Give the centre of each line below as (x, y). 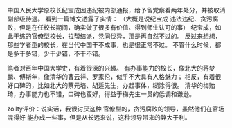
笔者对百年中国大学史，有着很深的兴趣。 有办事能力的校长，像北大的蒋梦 (111, 68)
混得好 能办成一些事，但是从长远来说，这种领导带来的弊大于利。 (99, 117)
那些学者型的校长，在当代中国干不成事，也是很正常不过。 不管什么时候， (111, 45)
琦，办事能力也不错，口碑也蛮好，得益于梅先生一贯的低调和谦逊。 (101, 94)
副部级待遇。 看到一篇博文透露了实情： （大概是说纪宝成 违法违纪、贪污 (110, 19)
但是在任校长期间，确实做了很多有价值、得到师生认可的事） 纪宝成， (117, 27)
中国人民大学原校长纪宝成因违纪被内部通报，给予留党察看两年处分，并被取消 (116, 10)
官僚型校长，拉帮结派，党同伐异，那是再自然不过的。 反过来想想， (126, 36)
